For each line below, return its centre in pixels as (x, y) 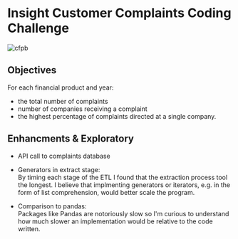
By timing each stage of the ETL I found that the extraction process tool (123, 177)
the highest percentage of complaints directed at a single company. (117, 116)
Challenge (38, 28)
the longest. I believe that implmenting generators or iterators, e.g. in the (124, 185)
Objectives (32, 70)
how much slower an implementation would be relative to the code (115, 221)
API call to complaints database (64, 156)
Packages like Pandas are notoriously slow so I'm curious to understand (123, 213)
